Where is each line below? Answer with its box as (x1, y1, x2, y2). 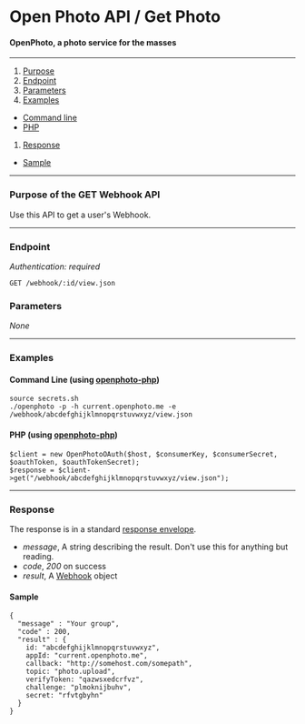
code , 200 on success (22, 560, 107, 571)
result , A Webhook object (22, 570, 118, 581)
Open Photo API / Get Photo (9, 6, 221, 27)
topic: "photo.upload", (25, 667, 116, 677)
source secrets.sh (9, 394, 79, 404)
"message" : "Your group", (17, 619, 120, 628)
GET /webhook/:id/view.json (9, 278, 116, 287)
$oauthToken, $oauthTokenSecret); (9, 458, 141, 467)
